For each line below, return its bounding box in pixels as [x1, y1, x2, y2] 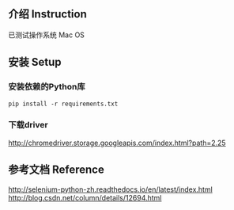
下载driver [8, 120, 49, 131]
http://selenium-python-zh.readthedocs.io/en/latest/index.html [8, 185, 213, 194]
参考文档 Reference [8, 163, 104, 177]
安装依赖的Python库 [8, 82, 85, 93]
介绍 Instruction [8, 7, 87, 21]
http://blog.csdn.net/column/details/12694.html [8, 193, 162, 202]
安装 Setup [8, 55, 62, 69]
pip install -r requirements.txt [8, 100, 119, 108]
